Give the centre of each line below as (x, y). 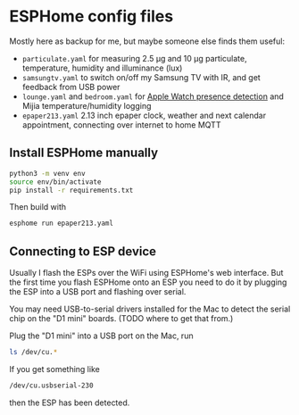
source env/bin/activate (55, 182)
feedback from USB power (71, 87)
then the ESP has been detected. (70, 403)
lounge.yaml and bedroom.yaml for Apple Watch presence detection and (153, 96)
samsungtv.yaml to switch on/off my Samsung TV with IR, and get (141, 77)
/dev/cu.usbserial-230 (51, 386)
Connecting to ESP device (83, 251)
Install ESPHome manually (84, 153)
